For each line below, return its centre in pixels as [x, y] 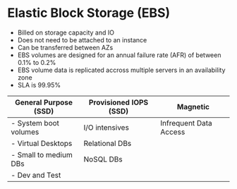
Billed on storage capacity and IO [66, 32]
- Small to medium [42, 154]
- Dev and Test [36, 175]
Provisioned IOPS [119, 102]
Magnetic [193, 106]
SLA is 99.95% [39, 85]
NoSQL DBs [103, 159]
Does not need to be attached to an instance [82, 39]
